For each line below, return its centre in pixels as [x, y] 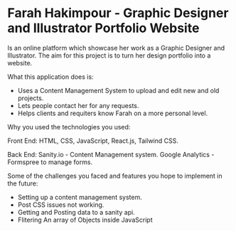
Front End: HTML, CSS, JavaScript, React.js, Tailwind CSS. [93, 141]
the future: [23, 183]
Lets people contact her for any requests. [78, 105]
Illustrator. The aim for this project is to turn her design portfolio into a [109, 55]
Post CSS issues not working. [61, 205]
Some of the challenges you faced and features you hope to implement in [115, 176]
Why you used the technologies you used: [69, 127]
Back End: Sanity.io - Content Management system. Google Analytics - [111, 154]
